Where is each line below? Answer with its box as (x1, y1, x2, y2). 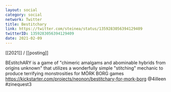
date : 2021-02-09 (5, 36, 42, 41)
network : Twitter (5, 17, 42, 22)
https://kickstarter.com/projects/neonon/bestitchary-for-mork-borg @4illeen (5, 76, 166, 82)
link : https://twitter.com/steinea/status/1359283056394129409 (5, 26, 143, 32)
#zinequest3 (5, 81, 32, 87)
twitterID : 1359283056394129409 (5, 31, 74, 36)
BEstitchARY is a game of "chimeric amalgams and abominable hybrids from (5, 59, 166, 66)
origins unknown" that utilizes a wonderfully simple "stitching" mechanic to (5, 65, 163, 71)
